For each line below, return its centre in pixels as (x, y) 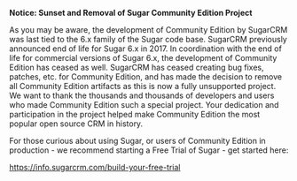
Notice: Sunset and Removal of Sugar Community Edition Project (131, 13)
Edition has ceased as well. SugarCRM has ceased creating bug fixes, (137, 67)
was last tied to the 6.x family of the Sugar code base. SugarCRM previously (148, 39)
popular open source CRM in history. (76, 124)
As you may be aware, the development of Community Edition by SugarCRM (148, 30)
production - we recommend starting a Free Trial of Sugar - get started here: (149, 150)
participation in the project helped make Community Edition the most (135, 114)
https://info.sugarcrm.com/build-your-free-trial (95, 167)
